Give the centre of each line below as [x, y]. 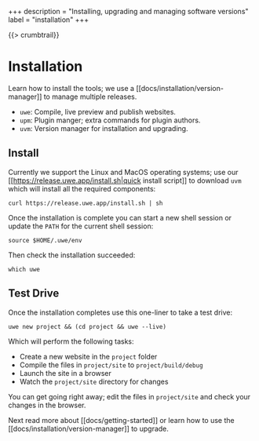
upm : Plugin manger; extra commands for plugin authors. [110, 120]
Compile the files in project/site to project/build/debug [111, 365]
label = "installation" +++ [49, 20]
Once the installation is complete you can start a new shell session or [120, 217]
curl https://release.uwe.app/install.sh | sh [86, 203]
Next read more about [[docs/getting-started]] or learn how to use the [121, 420]
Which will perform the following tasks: [71, 341]
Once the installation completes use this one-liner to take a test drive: [120, 312]
